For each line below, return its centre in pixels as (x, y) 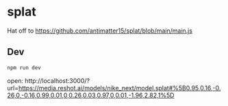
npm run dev (24, 68)
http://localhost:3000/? (58, 81)
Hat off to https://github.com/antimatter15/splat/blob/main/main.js (100, 31)
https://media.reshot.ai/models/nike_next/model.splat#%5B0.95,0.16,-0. (119, 88)
